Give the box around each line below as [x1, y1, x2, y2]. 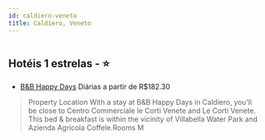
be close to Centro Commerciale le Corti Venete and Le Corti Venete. [27, 106, 256, 116]
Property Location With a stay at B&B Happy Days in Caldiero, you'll [27, 98, 252, 107]
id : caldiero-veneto [8, 11, 78, 20]
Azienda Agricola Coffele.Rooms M [27, 123, 145, 133]
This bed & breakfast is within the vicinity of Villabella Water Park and [27, 114, 259, 124]
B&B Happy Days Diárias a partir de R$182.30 [19, 82, 171, 92]
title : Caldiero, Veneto [8, 19, 92, 27]
